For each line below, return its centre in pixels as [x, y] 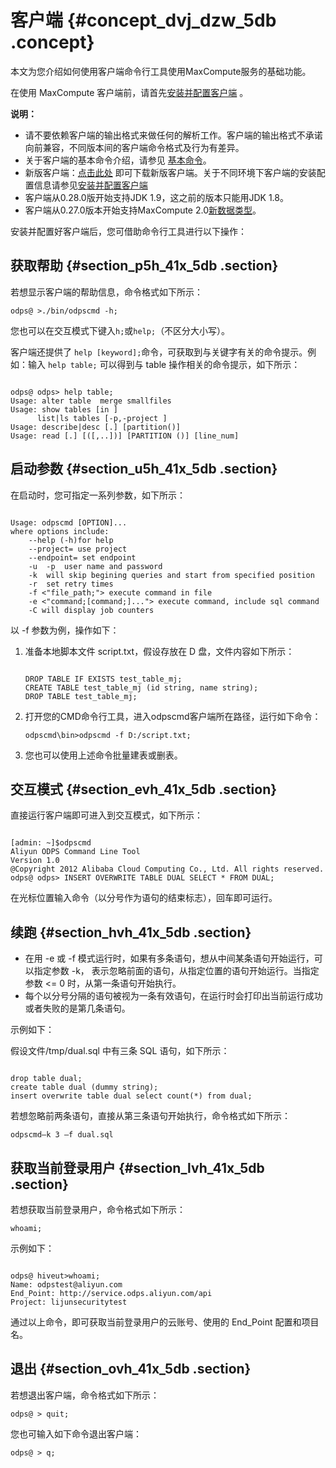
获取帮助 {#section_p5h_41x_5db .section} [144, 266]
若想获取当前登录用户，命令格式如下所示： [98, 1209]
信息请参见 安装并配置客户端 [90, 185]
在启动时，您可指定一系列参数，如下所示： [98, 495]
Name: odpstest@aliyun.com [66, 1285]
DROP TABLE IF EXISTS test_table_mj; [103, 679]
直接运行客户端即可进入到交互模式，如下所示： [106, 815]
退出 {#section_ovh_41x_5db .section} [131, 1369]
